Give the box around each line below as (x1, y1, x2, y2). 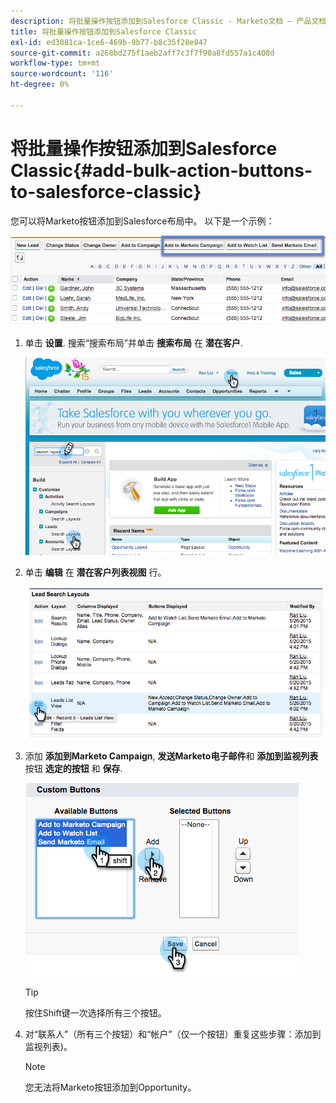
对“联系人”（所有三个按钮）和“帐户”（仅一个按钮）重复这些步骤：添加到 (24, 1028, 322, 1040)
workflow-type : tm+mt (10, 58, 101, 69)
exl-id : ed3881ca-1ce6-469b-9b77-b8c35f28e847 (10, 37, 208, 47)
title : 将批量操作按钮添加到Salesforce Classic (10, 26, 197, 37)
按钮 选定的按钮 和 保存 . (24, 763, 123, 775)
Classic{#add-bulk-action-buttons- (10, 159, 313, 182)
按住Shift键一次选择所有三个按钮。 (24, 1007, 167, 1019)
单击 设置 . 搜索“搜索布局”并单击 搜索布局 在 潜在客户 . (24, 337, 243, 349)
